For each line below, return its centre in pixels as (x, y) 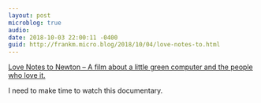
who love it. (27, 75)
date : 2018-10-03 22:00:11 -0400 (63, 37)
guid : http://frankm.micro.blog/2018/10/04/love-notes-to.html (114, 45)
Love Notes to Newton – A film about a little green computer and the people (131, 67)
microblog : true (35, 23)
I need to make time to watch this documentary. (86, 90)
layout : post (30, 15)
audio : (19, 30)
